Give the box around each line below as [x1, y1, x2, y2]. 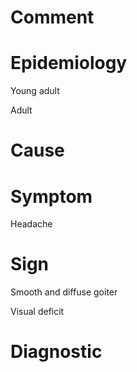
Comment [10, 6, 95, 29]
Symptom [10, 185, 93, 208]
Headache [10, 218, 53, 230]
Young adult [10, 85, 60, 97]
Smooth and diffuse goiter [10, 286, 118, 298]
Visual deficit [10, 306, 65, 318]
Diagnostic [10, 341, 103, 363]
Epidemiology [10, 52, 128, 75]
